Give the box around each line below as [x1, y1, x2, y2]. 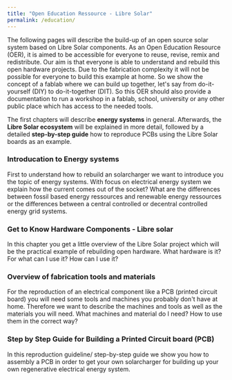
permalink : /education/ [7, 17, 76, 24]
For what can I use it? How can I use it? [7, 255, 119, 263]
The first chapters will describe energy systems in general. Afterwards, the [7, 115, 222, 123]
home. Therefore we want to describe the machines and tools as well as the [7, 302, 223, 311]
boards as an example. [7, 137, 72, 145]
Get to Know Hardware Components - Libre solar [7, 224, 174, 234]
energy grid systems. [7, 207, 68, 215]
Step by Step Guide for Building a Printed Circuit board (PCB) [7, 334, 215, 344]
